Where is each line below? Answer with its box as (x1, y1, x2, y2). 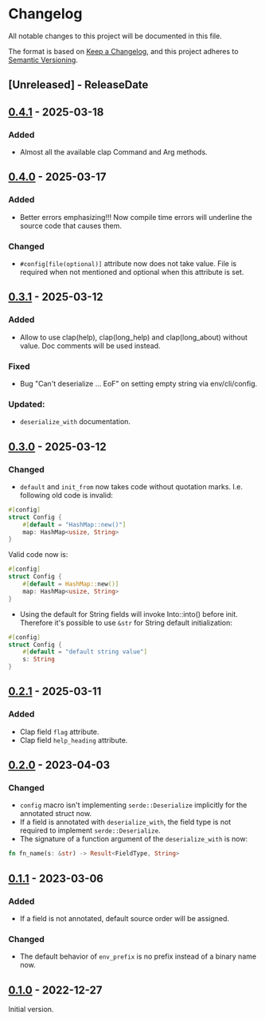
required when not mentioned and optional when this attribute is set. (19, 268, 244, 277)
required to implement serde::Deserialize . (19, 826, 161, 835)
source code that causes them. (19, 221, 122, 230)
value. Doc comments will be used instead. (19, 340, 161, 351)
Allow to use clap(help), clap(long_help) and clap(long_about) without (19, 332, 248, 342)
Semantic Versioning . (8, 55, 78, 65)
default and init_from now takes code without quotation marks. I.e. (19, 481, 244, 491)
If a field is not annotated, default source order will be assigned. (19, 914, 229, 924)
